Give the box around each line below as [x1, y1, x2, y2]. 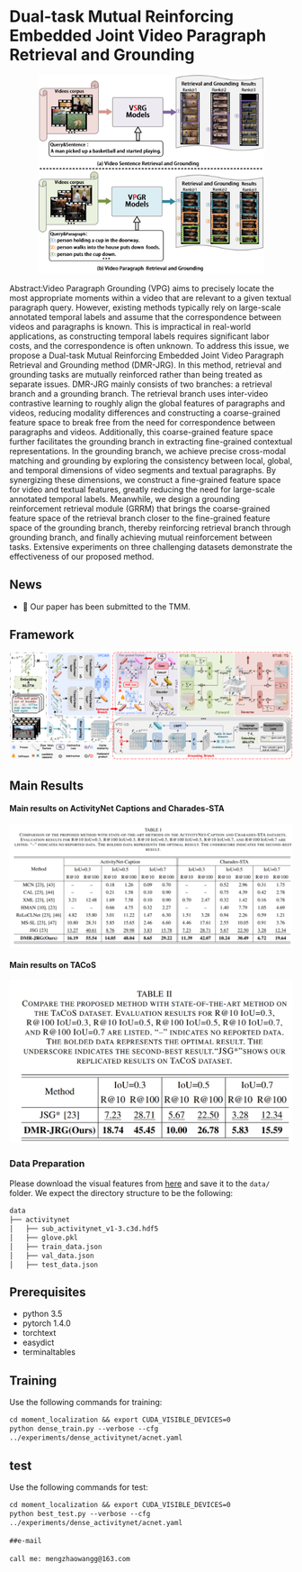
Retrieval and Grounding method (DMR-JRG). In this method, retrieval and [9, 360, 282, 370]
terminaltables [22, 1347, 76, 1357]
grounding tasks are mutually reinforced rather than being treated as [9, 370, 263, 380]
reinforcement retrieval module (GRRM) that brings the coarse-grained [9, 503, 271, 515]
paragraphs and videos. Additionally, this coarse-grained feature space [9, 426, 274, 438]
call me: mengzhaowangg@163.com [9, 1555, 130, 1564]
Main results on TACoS [9, 959, 97, 970]
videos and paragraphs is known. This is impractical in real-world [9, 322, 252, 333]
